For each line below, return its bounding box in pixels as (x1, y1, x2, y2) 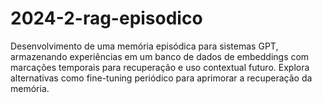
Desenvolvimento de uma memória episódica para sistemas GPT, (10, 40, 279, 52)
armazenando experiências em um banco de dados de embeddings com (10, 50, 310, 62)
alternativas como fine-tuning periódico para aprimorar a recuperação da (10, 72, 313, 84)
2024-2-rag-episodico (10, 7, 203, 30)
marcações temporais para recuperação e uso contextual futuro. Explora (10, 61, 310, 73)
